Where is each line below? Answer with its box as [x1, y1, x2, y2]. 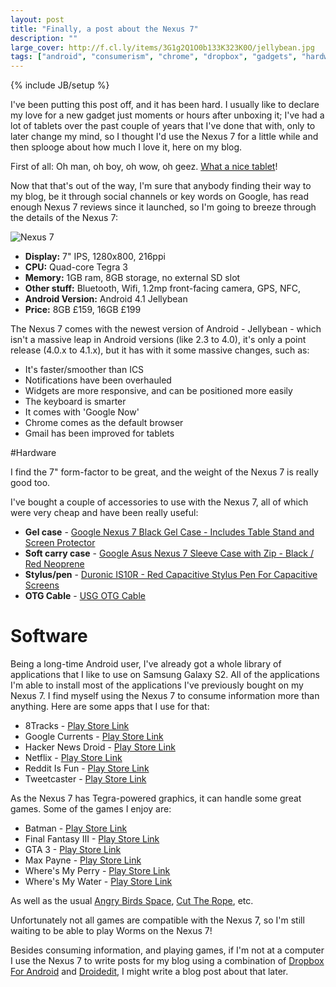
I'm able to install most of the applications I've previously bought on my [10, 679, 304, 691]
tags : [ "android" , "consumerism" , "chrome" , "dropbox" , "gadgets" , [10, 52, 298, 62]
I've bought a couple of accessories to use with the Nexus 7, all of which [10, 496, 309, 508]
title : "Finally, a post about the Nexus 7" [10, 24, 199, 34]
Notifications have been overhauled [24, 374, 172, 386]
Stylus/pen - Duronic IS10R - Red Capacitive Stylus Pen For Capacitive [24, 569, 318, 581]
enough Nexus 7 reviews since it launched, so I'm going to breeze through [10, 201, 317, 213]
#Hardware [10, 447, 57, 459]
